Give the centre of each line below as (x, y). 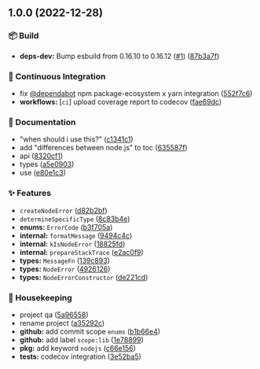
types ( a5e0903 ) (47, 164)
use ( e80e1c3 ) (43, 173)
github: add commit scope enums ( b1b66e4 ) (90, 331)
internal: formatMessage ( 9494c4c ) (76, 235)
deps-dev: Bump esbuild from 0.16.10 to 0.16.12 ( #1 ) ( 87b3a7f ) (119, 56)
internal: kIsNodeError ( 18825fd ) (72, 244)
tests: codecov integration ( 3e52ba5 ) (80, 356)
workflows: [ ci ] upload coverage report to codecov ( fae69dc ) (121, 101)
